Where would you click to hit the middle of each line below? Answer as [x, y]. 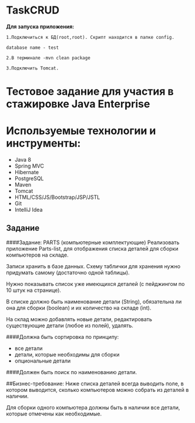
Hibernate [27, 172]
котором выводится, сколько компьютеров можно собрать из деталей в [97, 389]
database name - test [33, 48]
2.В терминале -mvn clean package [48, 58]
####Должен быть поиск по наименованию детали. [72, 372]
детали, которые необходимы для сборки [67, 354]
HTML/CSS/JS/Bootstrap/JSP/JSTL [57, 197]
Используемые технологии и [81, 131]
